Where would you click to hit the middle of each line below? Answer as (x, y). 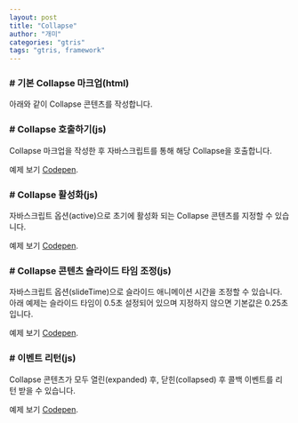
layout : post (33, 17)
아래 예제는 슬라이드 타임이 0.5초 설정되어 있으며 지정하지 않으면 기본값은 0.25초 (149, 303)
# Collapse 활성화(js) (54, 195)
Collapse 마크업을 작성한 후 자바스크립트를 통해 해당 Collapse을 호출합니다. (141, 150)
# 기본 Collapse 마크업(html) (69, 84)
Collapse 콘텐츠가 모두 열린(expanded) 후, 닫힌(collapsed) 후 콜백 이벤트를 (141, 379)
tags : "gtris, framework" (57, 51)
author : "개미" (36, 34)
